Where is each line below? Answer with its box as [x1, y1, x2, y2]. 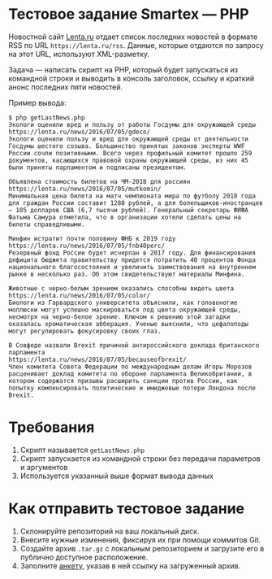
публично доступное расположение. [19, 552, 149, 562]
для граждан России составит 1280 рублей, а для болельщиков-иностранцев [8, 198, 264, 207]
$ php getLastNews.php [8, 113, 85, 122]
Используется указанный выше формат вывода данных [19, 471, 214, 481]
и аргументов [19, 462, 68, 472]
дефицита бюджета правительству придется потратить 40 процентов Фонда [8, 255, 256, 264]
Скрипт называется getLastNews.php [19, 445, 145, 455]
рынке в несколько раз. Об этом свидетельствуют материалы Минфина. [8, 270, 245, 278]
